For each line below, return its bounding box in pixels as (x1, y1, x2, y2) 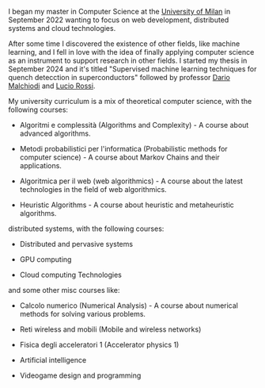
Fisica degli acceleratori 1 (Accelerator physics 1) (19, 340, 180, 349)
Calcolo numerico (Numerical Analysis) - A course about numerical (19, 301, 239, 310)
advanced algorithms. (19, 129, 91, 138)
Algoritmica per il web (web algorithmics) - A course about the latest (19, 176, 244, 186)
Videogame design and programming (19, 371, 142, 380)
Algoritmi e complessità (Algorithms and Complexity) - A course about (19, 121, 249, 129)
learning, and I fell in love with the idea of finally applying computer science (8, 48, 255, 56)
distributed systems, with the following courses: (8, 224, 165, 233)
